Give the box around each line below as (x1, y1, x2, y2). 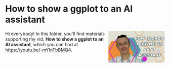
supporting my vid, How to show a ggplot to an (5, 36, 104, 42)
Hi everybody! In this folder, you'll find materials (5, 30, 105, 37)
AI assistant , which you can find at (5, 41, 78, 47)
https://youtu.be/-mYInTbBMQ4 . (5, 47, 72, 53)
